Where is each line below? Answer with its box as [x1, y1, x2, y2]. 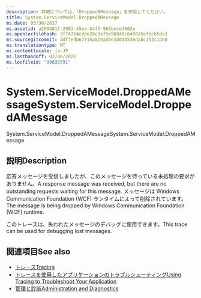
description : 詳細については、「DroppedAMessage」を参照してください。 [6, 8, 169, 15]
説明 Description [6, 156, 67, 166]
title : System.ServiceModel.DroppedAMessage [6, 14, 119, 20]
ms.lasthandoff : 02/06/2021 [6, 53, 77, 59]
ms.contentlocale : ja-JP [6, 48, 68, 54]
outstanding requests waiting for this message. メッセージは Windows [6, 187, 180, 195]
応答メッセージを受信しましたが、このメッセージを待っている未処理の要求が [6, 172, 195, 180]
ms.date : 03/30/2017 [6, 20, 58, 26]
